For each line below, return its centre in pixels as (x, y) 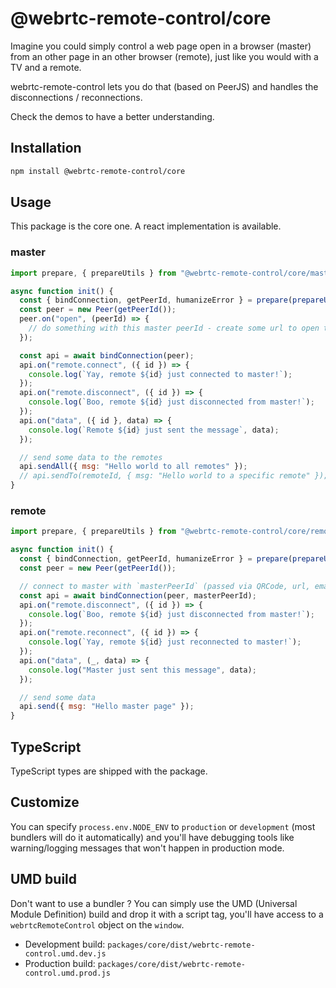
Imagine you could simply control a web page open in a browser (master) (161, 46)
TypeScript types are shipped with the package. (109, 771)
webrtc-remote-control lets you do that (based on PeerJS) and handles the (164, 86)
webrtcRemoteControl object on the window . (97, 924)
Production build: (60, 963)
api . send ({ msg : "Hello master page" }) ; (107, 707)
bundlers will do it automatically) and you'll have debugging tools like (152, 837)
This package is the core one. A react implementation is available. (146, 226)
